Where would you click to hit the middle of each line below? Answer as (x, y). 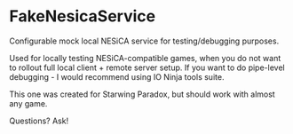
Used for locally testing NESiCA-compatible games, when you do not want (145, 58)
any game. (28, 103)
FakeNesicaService (83, 16)
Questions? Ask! (39, 121)
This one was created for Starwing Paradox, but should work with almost (142, 94)
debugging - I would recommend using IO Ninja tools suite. (117, 76)
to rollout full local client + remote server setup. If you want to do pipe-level (147, 67)
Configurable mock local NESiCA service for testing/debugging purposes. (144, 41)
